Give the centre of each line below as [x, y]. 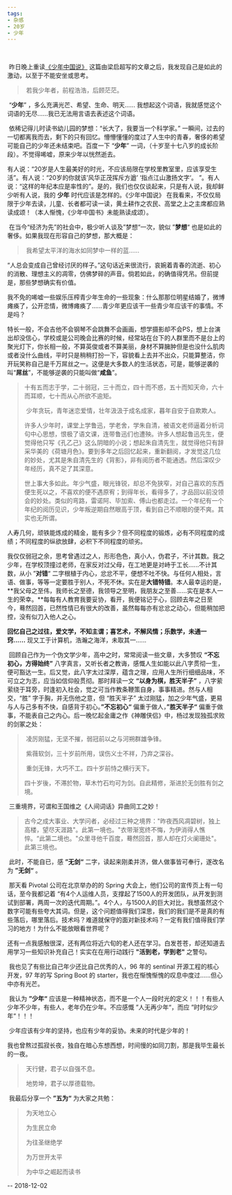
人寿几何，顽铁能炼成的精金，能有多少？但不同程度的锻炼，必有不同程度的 [113, 533]
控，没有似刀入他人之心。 [43, 617]
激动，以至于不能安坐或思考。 [49, 76]
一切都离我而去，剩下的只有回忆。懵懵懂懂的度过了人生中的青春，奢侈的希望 [116, 137]
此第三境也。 [42, 847]
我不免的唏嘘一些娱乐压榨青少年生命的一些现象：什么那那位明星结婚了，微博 [116, 297]
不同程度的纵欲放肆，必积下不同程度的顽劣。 [83, 542]
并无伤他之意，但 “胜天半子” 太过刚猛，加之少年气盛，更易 [139, 698]
